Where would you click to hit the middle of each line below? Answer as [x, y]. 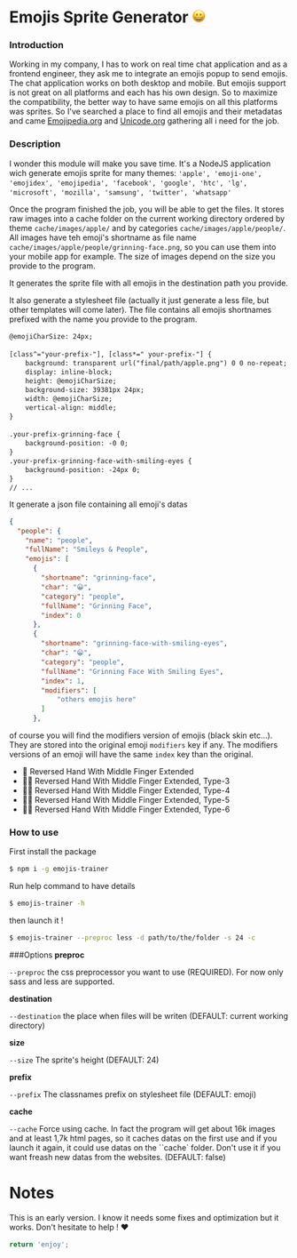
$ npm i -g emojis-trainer [59, 869]
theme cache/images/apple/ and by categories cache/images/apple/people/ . [148, 228]
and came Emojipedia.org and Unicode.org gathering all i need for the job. [145, 121]
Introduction [36, 45]
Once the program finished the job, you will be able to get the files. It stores [147, 209]
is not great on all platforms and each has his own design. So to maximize [143, 92]
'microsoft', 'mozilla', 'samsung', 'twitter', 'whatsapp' [121, 192]
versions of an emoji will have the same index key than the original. [132, 755]
